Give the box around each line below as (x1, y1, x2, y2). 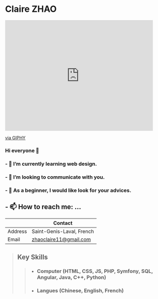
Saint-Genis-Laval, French (32, 228, 95, 235)
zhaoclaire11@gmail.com (32, 236, 91, 243)
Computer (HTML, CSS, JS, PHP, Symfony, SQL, (36, 267, 154, 274)
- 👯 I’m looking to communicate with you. (5, 174, 105, 181)
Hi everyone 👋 (5, 147, 39, 154)
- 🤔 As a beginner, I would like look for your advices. (5, 187, 131, 193)
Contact (53, 220, 73, 226)
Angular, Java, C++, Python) (36, 274, 106, 281)
